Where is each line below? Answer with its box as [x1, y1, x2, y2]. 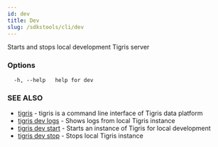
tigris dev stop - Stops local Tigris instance [17, 131, 143, 140]
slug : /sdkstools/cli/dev [7, 23, 84, 30]
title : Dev [7, 17, 40, 24]
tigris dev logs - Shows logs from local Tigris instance [17, 116, 175, 124]
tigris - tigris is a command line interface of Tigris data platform [17, 109, 203, 117]
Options [7, 61, 36, 71]
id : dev [7, 10, 31, 18]
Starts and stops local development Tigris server [7, 43, 150, 52]
